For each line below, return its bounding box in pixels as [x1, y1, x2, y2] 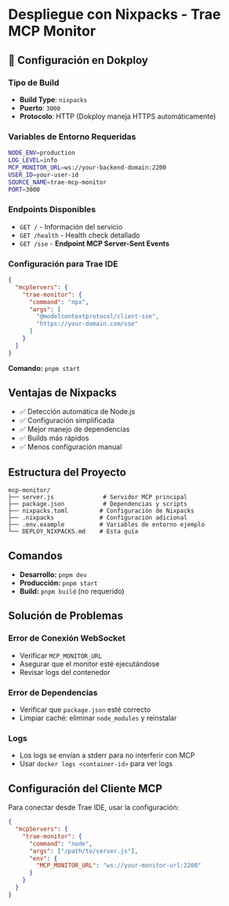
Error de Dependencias [8, 687, 98, 698]
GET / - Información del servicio [19, 222, 123, 231]
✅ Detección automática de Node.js [19, 407, 136, 416]
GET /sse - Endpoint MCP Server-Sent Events [19, 238, 170, 248]
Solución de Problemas [8, 609, 124, 622]
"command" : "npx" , [28, 298, 89, 306]
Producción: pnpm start [19, 578, 98, 588]
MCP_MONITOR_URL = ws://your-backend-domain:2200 [8, 163, 167, 171]
